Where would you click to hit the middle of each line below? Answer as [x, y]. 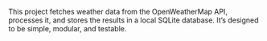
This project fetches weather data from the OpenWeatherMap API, [118, 12]
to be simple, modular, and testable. [68, 29]
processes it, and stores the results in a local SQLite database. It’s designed [133, 20]
